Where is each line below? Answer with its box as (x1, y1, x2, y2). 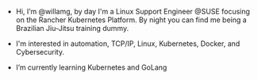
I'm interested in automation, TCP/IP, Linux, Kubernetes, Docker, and (15, 39, 241, 48)
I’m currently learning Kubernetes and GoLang (15, 63, 168, 72)
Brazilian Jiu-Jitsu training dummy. (15, 24, 129, 32)
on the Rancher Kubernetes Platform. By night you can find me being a (15, 15, 248, 25)
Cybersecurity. (15, 48, 65, 56)
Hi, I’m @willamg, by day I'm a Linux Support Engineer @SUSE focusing (15, 7, 250, 16)
